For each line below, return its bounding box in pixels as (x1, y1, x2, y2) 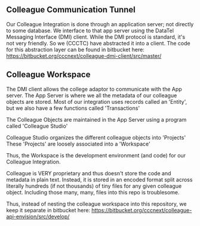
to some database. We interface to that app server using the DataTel (6, 27, 174, 34)
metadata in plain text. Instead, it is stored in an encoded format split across (6, 176, 193, 183)
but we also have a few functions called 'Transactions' (6, 104, 140, 112)
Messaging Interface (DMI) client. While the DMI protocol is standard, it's (6, 33, 186, 41)
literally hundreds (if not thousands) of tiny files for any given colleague (6, 182, 182, 190)
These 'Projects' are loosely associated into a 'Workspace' (6, 140, 150, 147)
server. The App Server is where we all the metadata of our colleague (6, 92, 177, 99)
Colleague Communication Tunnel (6, 5, 136, 15)
